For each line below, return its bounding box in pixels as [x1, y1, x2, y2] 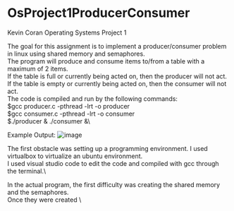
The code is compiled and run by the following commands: [7, 94, 178, 103]
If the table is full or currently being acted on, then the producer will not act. [7, 72, 228, 80]
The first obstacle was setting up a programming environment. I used [7, 144, 208, 152]
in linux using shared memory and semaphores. [7, 49, 146, 58]
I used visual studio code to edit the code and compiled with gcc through [7, 159, 220, 167]
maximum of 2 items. [7, 64, 68, 73]
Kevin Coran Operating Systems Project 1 [7, 28, 127, 37]
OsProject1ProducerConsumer [7, 5, 190, 21]
